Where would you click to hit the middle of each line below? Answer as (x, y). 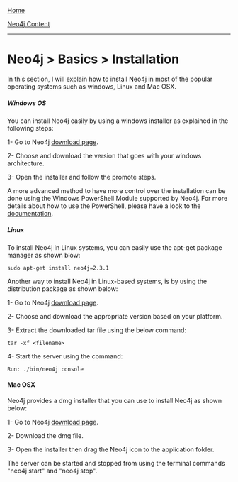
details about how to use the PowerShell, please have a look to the (104, 206)
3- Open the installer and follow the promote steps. (82, 177)
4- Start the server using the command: (65, 356)
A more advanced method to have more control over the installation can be (117, 190)
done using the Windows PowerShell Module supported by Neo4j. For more (118, 198)
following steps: (30, 128)
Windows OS (27, 103)
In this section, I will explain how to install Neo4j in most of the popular (110, 79)
